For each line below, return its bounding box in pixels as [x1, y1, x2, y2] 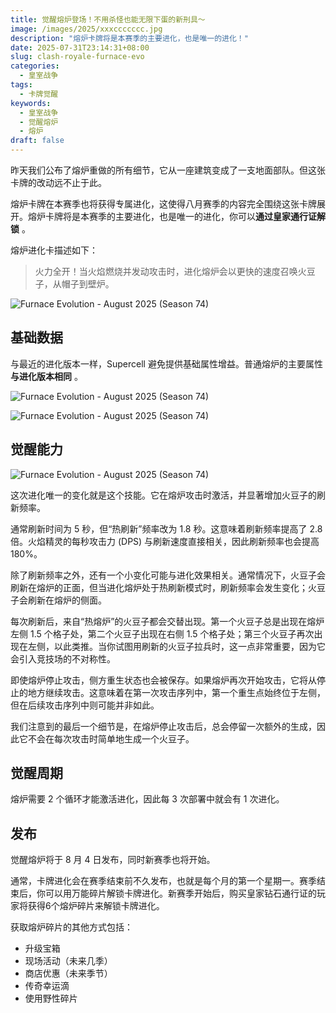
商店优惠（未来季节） [24, 967, 113, 980]
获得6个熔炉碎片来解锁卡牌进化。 [27, 900, 165, 912]
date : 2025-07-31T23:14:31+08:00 [10, 42, 150, 53]
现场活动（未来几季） [24, 955, 113, 967]
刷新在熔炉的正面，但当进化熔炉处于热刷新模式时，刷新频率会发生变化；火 [10, 581, 317, 593]
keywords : [10, 98, 52, 108]
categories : [10, 61, 60, 71]
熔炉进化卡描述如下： [10, 244, 98, 256]
